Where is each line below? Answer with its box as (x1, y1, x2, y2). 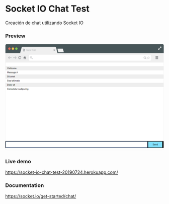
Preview (5, 32, 26, 39)
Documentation (5, 182, 44, 189)
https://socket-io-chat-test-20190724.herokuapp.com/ (5, 169, 118, 175)
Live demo (5, 158, 31, 165)
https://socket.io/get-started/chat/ (5, 193, 76, 199)
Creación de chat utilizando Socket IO (5, 20, 84, 26)
